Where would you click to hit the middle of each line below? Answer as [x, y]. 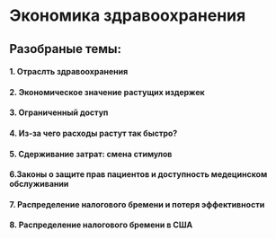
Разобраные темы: [65, 49]
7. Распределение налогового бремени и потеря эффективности [137, 204]
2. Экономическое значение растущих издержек [107, 92]
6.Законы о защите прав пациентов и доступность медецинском [138, 174]
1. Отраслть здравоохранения [69, 72]
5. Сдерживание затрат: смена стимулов [91, 154]
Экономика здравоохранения [128, 16]
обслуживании [39, 184]
